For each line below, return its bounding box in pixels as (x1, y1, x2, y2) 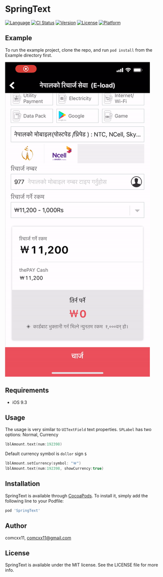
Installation (5, 480, 40, 488)
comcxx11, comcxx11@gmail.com (5, 535, 71, 541)
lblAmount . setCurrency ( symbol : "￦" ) (5, 461, 82, 466)
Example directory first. (5, 52, 52, 58)
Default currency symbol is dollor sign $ (5, 451, 87, 457)
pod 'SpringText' (5, 508, 41, 513)
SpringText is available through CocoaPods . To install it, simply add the (5, 492, 148, 498)
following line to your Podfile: (5, 498, 64, 504)
